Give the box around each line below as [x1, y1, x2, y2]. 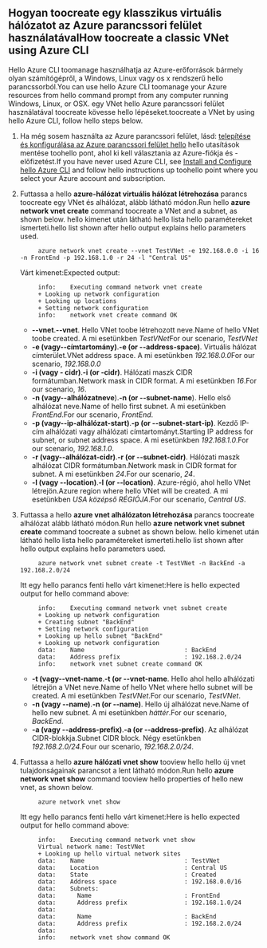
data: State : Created [37, 871, 217, 879]
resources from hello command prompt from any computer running [8, 90, 229, 100]
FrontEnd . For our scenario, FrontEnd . [31, 410, 154, 419]
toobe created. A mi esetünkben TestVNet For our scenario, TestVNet [31, 333, 257, 343]
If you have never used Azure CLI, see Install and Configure [56, 156, 252, 166]
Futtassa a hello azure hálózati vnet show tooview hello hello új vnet [19, 757, 245, 766]
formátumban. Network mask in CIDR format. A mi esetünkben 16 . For [31, 376, 257, 385]
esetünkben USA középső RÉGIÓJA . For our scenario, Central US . [31, 494, 246, 504]
